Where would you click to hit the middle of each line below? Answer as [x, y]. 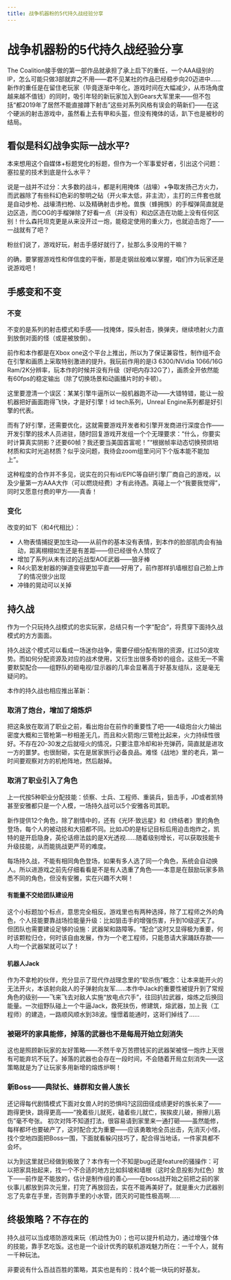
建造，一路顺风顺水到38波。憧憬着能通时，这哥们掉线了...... [115, 1014]
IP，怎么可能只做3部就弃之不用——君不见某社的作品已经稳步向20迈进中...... [114, 79]
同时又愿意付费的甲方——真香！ [52, 492]
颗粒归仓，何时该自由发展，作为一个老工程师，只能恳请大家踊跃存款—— [121, 937]
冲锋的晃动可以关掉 [44, 585]
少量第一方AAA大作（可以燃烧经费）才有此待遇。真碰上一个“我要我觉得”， [118, 483]
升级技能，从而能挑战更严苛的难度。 [58, 846]
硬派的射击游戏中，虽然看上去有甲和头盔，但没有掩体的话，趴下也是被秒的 [118, 113]
